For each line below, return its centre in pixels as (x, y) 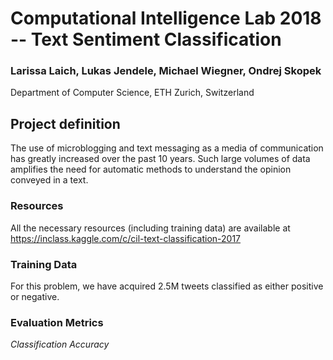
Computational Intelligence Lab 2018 (166, 18)
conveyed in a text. (49, 180)
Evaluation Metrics (57, 322)
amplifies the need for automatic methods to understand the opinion (151, 169)
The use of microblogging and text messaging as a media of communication (167, 148)
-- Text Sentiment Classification (146, 39)
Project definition (65, 123)
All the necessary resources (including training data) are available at (150, 228)
